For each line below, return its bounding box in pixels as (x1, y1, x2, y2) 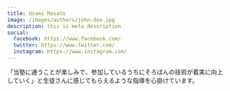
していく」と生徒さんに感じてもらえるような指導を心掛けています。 (7, 76, 199, 84)
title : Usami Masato (7, 10, 67, 17)
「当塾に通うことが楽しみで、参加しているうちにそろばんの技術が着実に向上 (7, 68, 223, 76)
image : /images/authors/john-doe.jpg (7, 16, 115, 23)
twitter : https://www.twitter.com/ (13, 42, 115, 49)
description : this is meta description (7, 23, 122, 29)
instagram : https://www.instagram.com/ (13, 49, 128, 55)
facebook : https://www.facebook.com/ (13, 36, 122, 42)
